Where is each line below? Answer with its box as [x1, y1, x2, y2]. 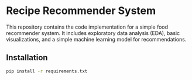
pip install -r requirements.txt [6, 68, 88, 74]
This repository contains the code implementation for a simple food [6, 23, 169, 30]
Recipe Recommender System [6, 4, 156, 18]
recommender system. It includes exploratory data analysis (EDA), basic [6, 29, 180, 36]
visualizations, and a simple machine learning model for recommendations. [6, 36, 187, 43]
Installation [6, 53, 48, 62]
